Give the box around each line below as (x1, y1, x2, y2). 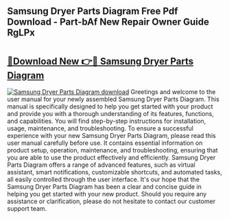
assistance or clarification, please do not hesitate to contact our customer (7, 197, 216, 205)
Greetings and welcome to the (130, 88, 216, 95)
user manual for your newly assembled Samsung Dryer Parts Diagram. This (7, 95, 219, 103)
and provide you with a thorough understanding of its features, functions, (7, 110, 215, 117)
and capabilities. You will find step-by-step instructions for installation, (7, 117, 206, 125)
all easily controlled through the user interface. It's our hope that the (7, 175, 200, 183)
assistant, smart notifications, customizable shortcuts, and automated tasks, (7, 168, 223, 176)
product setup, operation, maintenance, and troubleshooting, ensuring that (7, 146, 218, 154)
